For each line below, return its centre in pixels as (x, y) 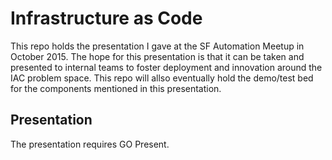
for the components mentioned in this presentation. (116, 88)
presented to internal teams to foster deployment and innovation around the (166, 67)
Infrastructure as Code (106, 18)
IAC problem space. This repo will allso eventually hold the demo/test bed (162, 78)
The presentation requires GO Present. (90, 144)
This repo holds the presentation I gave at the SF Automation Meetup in (157, 46)
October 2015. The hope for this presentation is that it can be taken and (157, 56)
